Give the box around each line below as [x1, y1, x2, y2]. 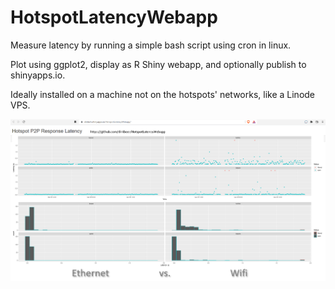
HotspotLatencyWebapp [10, 6, 218, 29]
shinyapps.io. [10, 69, 66, 81]
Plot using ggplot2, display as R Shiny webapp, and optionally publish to [10, 58, 307, 70]
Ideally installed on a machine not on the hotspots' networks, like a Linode [10, 88, 316, 100]
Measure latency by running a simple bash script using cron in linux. [10, 39, 292, 51]
